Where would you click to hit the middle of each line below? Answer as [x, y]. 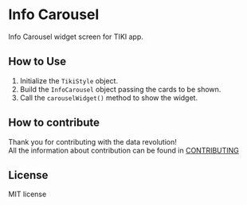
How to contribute [54, 123]
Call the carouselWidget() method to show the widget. [108, 98]
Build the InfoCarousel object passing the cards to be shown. [120, 89]
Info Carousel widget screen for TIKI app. [76, 37]
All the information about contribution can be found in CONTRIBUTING [123, 150]
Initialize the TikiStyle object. [69, 80]
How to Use [37, 62]
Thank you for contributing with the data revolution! [93, 141]
